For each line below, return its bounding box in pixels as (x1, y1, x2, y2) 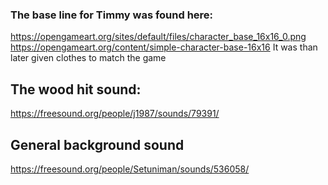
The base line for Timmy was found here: (10, 8, 214, 22)
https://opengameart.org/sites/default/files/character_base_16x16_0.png (10, 31, 307, 43)
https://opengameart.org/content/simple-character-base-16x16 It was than (10, 41, 318, 53)
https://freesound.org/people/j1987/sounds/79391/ (10, 108, 220, 120)
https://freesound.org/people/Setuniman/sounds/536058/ (10, 163, 250, 175)
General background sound (10, 136, 185, 153)
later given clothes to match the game (10, 52, 167, 64)
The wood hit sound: (10, 81, 142, 98)
